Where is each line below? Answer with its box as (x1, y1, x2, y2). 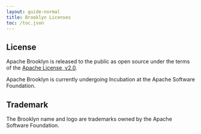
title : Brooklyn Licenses (6, 14, 71, 20)
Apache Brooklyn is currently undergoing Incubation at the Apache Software (6, 76, 195, 83)
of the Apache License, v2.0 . (6, 64, 77, 72)
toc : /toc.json (6, 20, 44, 26)
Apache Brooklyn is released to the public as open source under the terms (6, 58, 190, 65)
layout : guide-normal (6, 8, 61, 15)
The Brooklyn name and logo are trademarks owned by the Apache (6, 115, 172, 123)
